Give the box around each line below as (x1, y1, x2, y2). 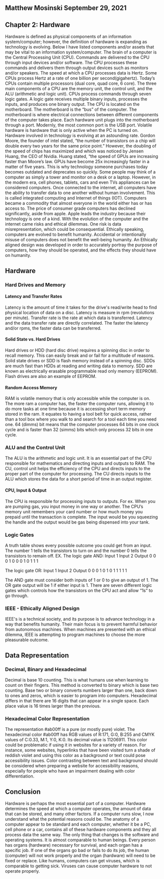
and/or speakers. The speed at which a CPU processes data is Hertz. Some (5, 70, 157, 76)
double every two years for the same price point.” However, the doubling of (5, 143, 157, 149)
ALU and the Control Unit (5, 444, 65, 451)
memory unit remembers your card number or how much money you (5, 508, 143, 514)
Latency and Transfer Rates (5, 294, 62, 300)
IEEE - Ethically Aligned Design (5, 605, 80, 612)
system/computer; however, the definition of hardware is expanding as (5, 39, 147, 45)
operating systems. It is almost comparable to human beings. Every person (5, 837, 156, 843)
